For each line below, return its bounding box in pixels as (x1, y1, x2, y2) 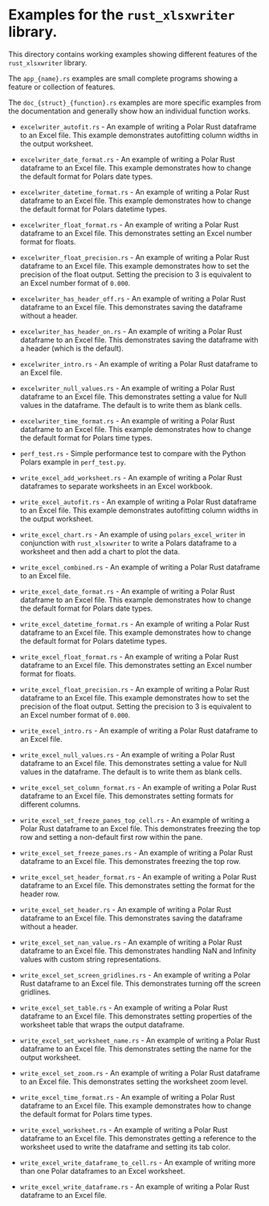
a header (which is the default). (19, 344, 124, 353)
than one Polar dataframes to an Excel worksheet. (19, 1166, 185, 1175)
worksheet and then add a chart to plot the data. (19, 546, 181, 556)
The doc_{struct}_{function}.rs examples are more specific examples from (8, 97, 262, 107)
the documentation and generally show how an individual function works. (8, 106, 251, 116)
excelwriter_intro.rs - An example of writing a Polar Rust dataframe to (19, 359, 259, 368)
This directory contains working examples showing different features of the (8, 49, 258, 59)
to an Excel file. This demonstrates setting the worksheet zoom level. (19, 1076, 248, 1086)
